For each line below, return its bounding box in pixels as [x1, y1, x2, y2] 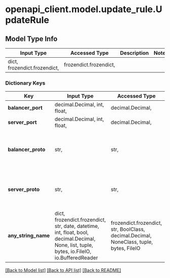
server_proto [8, 186, 40, 193]
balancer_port [8, 104, 43, 111]
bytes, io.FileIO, [55, 248, 92, 255]
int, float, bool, [55, 229, 89, 236]
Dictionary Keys [5, 80, 46, 87]
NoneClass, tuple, [110, 239, 153, 246]
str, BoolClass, [110, 226, 145, 233]
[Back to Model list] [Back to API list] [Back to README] [5, 267, 121, 273]
